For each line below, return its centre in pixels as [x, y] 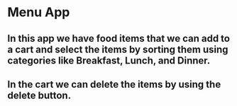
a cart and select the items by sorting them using [118, 49]
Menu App [39, 12]
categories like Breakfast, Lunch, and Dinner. [109, 60]
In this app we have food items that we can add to [119, 39]
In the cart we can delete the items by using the [114, 84]
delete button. [39, 95]
